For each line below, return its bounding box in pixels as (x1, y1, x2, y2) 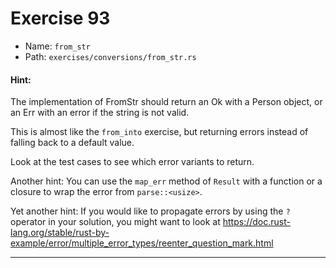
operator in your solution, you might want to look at (10, 216, 221, 228)
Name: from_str (24, 40, 91, 52)
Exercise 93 (10, 7, 111, 30)
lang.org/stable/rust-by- (10, 227, 110, 239)
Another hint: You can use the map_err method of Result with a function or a (10, 175, 323, 187)
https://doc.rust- (222, 216, 291, 228)
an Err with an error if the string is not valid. (10, 107, 190, 119)
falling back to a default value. (10, 137, 135, 149)
